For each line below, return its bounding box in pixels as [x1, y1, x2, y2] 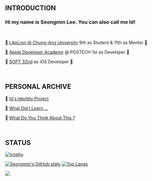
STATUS [5, 138, 31, 147]
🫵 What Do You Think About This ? [5, 114, 76, 120]
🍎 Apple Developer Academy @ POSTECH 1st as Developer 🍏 [5, 49, 130, 55]
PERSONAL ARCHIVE [5, 82, 72, 91]
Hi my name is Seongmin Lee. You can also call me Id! [5, 19, 136, 26]
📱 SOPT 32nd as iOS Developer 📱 [5, 59, 73, 65]
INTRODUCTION [5, 4, 56, 12]
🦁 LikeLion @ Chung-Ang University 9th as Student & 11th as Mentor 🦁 [5, 39, 148, 45]
